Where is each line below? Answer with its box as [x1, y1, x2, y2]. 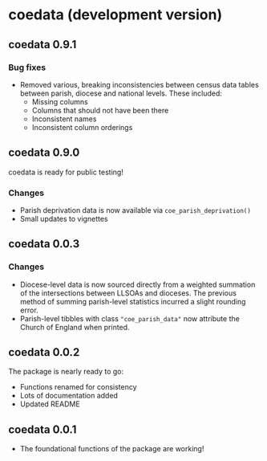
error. [19, 305, 38, 315]
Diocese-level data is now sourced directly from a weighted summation [19, 279, 256, 289]
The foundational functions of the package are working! [19, 444, 204, 454]
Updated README [19, 399, 80, 409]
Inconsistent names [31, 114, 97, 124]
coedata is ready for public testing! [8, 167, 124, 177]
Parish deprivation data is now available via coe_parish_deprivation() [19, 205, 251, 214]
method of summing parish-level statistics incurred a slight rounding [19, 296, 246, 306]
